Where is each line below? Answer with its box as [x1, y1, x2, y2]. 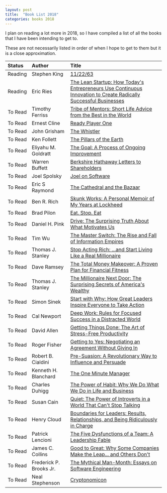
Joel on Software [70, 173, 110, 180]
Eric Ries [31, 88, 52, 95]
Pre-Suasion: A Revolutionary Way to [70, 353, 158, 360]
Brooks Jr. [31, 465, 56, 472]
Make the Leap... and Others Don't [70, 451, 151, 458]
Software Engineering [70, 465, 121, 472]
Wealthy [70, 287, 89, 294]
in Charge [70, 422, 93, 429]
